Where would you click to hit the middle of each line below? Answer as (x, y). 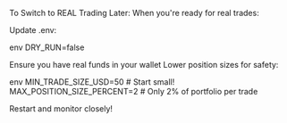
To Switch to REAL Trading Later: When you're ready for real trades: (134, 13)
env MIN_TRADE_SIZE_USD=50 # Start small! (92, 82)
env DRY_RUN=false (47, 47)
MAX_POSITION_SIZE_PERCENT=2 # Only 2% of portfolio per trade (134, 91)
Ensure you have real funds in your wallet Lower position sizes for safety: (144, 65)
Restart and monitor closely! (61, 109)
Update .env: (33, 30)
